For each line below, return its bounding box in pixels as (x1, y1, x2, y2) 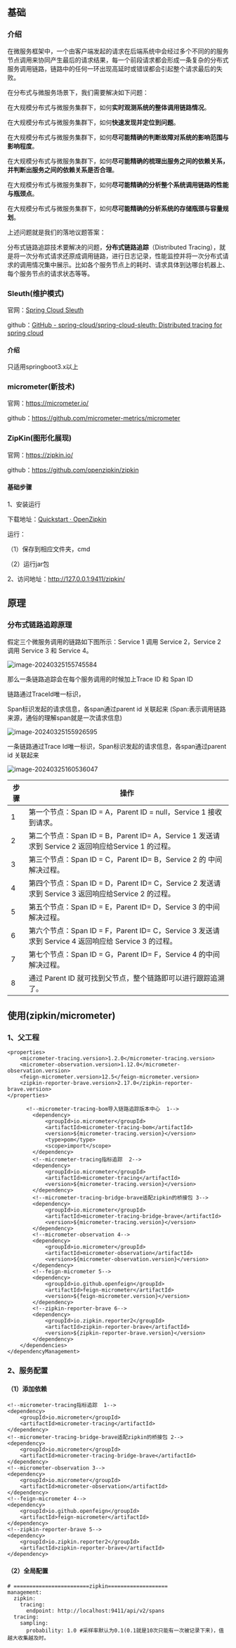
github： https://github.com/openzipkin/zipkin (7, 465, 139, 474)
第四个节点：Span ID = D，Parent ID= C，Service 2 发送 (28, 878, 214, 888)
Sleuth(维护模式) (7, 288, 65, 298)
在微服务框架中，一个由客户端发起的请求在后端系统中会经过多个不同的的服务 (7, 46, 229, 55)
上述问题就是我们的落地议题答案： (7, 228, 106, 236)
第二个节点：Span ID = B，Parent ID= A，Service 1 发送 (28, 830, 213, 840)
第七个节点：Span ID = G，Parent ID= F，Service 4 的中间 (28, 949, 220, 959)
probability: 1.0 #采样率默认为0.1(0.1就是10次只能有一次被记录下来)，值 (25, 1627, 225, 1634)
